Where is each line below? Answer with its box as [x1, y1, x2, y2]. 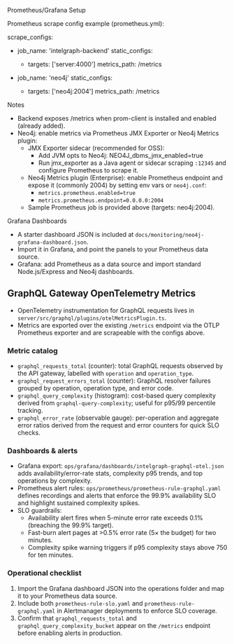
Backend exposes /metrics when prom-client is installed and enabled [17, 115, 217, 122]
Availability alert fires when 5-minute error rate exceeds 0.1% [27, 513, 204, 522]
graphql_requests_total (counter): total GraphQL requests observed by [17, 362, 224, 370]
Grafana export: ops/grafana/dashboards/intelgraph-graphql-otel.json [17, 462, 224, 470]
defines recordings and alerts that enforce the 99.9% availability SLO [17, 492, 217, 500]
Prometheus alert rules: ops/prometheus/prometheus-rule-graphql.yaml [17, 484, 221, 492]
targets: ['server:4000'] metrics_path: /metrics [27, 60, 162, 68]
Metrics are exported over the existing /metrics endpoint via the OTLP [17, 321, 220, 329]
